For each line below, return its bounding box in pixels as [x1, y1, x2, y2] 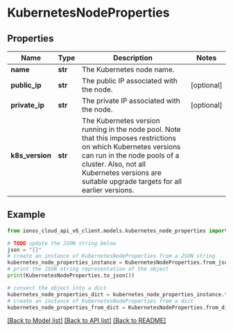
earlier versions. [82, 185, 135, 195]
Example [7, 209, 46, 221]
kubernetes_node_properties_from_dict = [7, 304, 126, 311]
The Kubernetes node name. [82, 65, 175, 74]
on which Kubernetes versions [82, 142, 181, 151]
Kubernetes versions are [82, 168, 162, 178]
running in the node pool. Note [82, 125, 182, 134]
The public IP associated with [82, 76, 178, 85]
